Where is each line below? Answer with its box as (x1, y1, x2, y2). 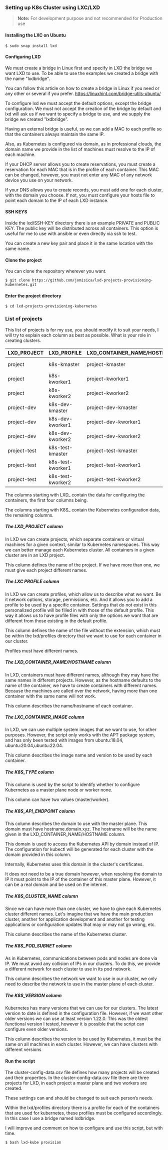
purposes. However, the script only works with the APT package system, (5, 732, 155, 738)
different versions (5, 1046, 41, 1052)
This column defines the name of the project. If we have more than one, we (5, 561, 160, 567)
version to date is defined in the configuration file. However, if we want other (5, 1010, 163, 1016)
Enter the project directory (5, 292, 61, 298)
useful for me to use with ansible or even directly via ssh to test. (5, 230, 137, 236)
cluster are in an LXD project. (5, 552, 65, 558)
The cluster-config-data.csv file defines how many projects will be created (5, 1069, 159, 1075)
